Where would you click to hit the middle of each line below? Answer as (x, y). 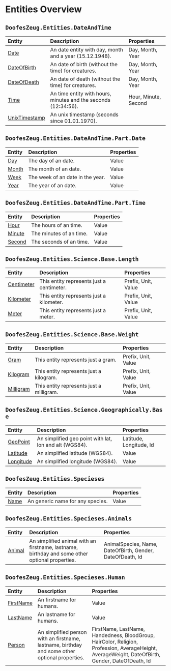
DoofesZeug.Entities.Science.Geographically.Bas (84, 410)
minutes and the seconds (80, 100)
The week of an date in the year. (67, 177)
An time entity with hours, (81, 94)
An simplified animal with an (63, 541)
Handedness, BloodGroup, (123, 635)
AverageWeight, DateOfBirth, (126, 654)
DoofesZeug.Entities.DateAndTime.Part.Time (76, 203)
